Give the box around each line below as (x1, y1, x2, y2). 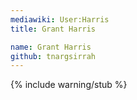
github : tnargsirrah (10, 51, 97, 61)
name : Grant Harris (10, 42, 92, 52)
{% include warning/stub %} (10, 79, 128, 91)
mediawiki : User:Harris (10, 14, 110, 25)
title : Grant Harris (10, 24, 97, 34)
